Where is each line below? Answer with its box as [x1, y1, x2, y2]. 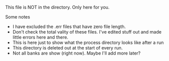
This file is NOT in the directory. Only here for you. [5, 4, 110, 10]
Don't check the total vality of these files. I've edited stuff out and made [12, 29, 162, 34]
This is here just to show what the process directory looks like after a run [12, 39, 164, 45]
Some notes [5, 14, 30, 19]
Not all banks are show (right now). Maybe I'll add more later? [12, 50, 141, 56]
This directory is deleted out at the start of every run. [12, 45, 123, 50]
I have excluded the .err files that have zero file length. [12, 23, 126, 29]
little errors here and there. [12, 34, 69, 40]
